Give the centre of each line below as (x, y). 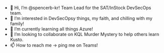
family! (17, 23)
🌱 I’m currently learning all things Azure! (51, 29)
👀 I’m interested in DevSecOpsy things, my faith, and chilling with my (81, 18)
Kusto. (17, 39)
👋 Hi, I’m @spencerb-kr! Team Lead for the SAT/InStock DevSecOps (80, 8)
